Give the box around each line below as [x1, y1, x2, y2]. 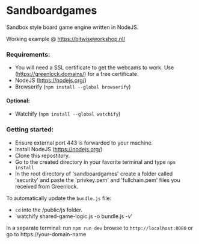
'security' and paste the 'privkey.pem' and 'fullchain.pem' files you [14, 176, 180, 184]
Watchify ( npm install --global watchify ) [14, 110, 121, 117]
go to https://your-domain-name [6, 230, 87, 238]
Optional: [6, 97, 30, 104]
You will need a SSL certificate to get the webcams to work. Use [14, 64, 174, 71]
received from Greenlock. [14, 183, 79, 190]
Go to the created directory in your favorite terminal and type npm [14, 158, 176, 166]
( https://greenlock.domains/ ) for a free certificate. [14, 70, 139, 78]
